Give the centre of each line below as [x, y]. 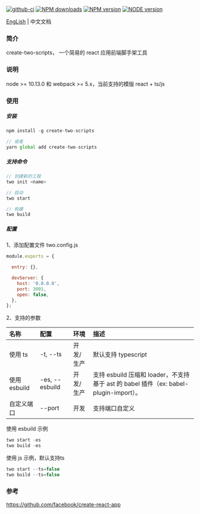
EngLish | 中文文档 [29, 22]
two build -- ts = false [33, 475]
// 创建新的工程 [24, 176]
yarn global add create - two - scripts [51, 147]
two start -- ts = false [33, 469]
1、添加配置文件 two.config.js [42, 245]
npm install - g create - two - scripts [50, 131]
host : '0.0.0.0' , [38, 283]
